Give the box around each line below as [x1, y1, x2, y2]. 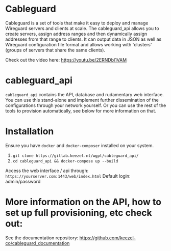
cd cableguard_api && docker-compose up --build [12, 158, 118, 163]
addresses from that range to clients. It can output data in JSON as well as [5, 36, 162, 42]
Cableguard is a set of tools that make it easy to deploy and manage [5, 20, 149, 26]
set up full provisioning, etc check [5, 207, 152, 218]
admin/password [5, 178, 41, 184]
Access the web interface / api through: [5, 168, 89, 174]
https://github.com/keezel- [79, 235, 136, 241]
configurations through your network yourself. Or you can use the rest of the [5, 102, 166, 108]
